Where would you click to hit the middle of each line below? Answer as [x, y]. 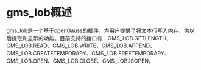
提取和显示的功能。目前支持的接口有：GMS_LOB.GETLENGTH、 [91, 38]
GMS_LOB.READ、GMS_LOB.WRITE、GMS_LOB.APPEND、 [81, 46]
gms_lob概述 [39, 12]
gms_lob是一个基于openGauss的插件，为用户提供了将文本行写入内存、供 [98, 30]
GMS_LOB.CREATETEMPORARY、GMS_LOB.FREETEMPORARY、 [88, 53]
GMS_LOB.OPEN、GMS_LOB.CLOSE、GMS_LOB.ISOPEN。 [80, 61]
